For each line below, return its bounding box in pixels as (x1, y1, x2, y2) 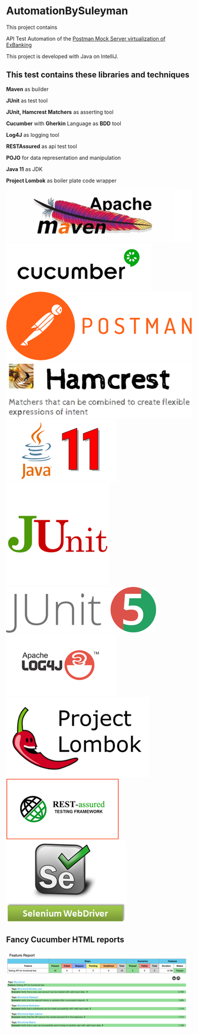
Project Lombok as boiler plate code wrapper (6, 177, 117, 184)
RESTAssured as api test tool (6, 143, 78, 150)
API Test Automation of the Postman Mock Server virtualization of (6, 35, 166, 42)
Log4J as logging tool (6, 131, 60, 138)
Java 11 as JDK (6, 165, 43, 172)
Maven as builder (6, 86, 49, 93)
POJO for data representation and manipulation (6, 154, 121, 161)
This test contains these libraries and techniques (6, 70, 190, 80)
